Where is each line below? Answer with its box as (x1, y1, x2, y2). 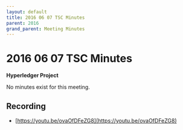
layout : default (6, 8, 47, 15)
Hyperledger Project (6, 72, 59, 79)
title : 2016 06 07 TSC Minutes (6, 15, 85, 21)
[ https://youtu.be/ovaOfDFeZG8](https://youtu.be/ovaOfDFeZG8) (14, 117, 177, 124)
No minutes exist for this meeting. (6, 83, 91, 91)
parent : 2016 (6, 20, 39, 26)
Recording (6, 101, 47, 111)
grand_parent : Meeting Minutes (6, 25, 85, 32)
